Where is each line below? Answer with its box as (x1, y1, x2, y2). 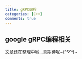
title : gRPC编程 (5, 7, 37, 12)
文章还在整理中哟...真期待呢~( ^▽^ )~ (5, 49, 78, 55)
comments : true (5, 16, 36, 21)
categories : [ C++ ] (5, 12, 42, 16)
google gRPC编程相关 (5, 35, 71, 44)
